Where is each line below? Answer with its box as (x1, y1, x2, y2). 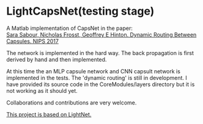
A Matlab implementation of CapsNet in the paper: (6, 24, 133, 32)
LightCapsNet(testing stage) (6, 4, 155, 18)
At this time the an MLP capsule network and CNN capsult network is (6, 67, 180, 75)
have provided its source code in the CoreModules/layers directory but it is (6, 81, 195, 88)
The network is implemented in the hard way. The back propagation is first (6, 49, 194, 56)
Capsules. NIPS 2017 (6, 37, 59, 45)
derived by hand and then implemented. (6, 56, 107, 63)
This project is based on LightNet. (6, 111, 92, 118)
